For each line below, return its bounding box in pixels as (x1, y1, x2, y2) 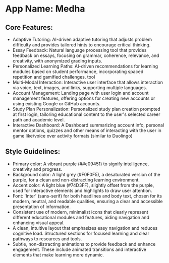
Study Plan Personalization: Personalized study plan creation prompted (12, 106, 160, 112)
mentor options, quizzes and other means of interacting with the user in (12, 127, 161, 134)
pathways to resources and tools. (12, 235, 82, 242)
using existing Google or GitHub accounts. (12, 101, 101, 106)
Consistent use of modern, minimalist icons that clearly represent (12, 209, 149, 215)
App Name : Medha (5, 3, 85, 15)
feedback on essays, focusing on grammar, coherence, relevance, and (12, 52, 159, 58)
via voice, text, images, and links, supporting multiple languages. (12, 85, 147, 91)
